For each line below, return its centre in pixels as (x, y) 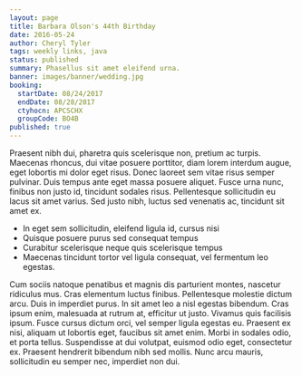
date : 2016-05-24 (42, 34)
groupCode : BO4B (48, 119)
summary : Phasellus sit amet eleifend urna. (95, 69)
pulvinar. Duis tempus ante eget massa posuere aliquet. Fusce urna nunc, (146, 182)
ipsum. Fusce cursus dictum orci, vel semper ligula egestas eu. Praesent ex (151, 323)
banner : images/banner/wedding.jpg (77, 77)
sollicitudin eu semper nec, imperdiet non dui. (95, 362)
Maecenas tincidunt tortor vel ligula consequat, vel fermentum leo (146, 257)
